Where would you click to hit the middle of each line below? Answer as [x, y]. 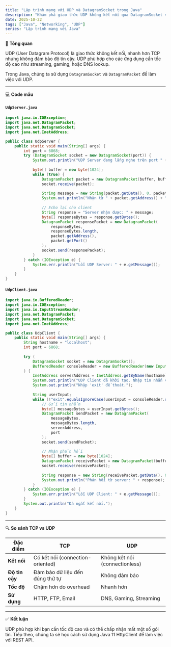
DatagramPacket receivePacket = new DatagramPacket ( [99, 461]
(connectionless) [121, 564]
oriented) [45, 564]
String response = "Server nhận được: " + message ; [97, 212]
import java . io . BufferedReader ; [39, 300]
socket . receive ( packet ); [68, 184]
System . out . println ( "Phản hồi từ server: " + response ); [103, 480]
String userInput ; [52, 395]
